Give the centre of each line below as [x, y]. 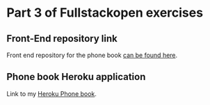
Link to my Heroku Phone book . [51, 94]
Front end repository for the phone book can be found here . [92, 55]
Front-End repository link [62, 39]
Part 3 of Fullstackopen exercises [105, 13]
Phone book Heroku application [76, 77]
